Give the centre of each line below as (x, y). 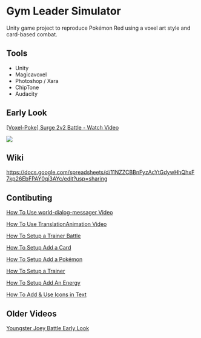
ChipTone (27, 87)
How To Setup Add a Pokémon (44, 259)
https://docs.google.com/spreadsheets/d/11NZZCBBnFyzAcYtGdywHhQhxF (100, 172)
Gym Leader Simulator (64, 11)
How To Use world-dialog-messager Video (60, 213)
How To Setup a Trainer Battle (44, 236)
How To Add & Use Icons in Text (46, 294)
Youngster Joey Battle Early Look (48, 328)
